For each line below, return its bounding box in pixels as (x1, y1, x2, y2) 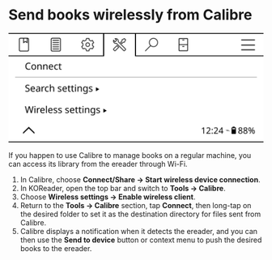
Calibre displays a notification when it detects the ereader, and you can (19, 226, 257, 236)
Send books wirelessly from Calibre (8, 6, 253, 24)
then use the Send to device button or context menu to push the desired (19, 235, 262, 245)
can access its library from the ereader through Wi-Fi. (8, 159, 188, 168)
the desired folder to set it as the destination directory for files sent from (19, 209, 261, 219)
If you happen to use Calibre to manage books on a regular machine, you (8, 150, 252, 160)
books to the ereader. (19, 243, 92, 253)
